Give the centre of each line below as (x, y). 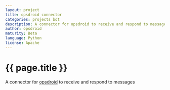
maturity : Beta (21, 33)
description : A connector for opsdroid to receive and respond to (77, 24)
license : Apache (22, 43)
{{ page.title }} (36, 67)
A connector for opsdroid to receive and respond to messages (70, 82)
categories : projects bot (32, 19)
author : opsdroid (24, 29)
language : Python (24, 38)
